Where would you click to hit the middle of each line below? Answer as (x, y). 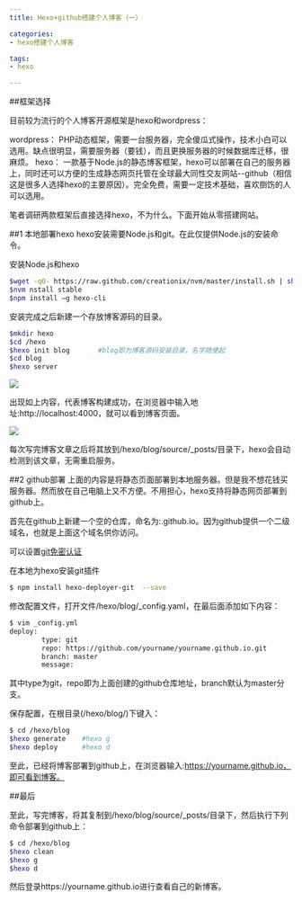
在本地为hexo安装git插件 (55, 571)
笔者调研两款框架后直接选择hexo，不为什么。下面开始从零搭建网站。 (136, 215)
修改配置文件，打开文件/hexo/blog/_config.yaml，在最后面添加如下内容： (145, 606)
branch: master (70, 656)
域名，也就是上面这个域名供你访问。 (76, 532)
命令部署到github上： (49, 826)
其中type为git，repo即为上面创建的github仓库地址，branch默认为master (143, 683)
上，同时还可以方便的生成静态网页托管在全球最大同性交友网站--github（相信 (151, 174)
